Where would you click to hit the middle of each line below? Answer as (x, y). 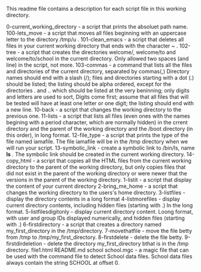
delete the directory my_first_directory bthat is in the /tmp (118, 243)
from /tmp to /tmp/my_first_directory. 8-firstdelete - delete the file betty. (95, 237)
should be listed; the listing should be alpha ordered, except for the (89, 84)
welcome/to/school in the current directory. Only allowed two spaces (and (98, 59)
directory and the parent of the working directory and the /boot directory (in (100, 129)
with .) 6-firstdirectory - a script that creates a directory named (84, 224)
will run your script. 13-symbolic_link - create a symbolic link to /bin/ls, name (100, 148)
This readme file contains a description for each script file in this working (96, 9)
